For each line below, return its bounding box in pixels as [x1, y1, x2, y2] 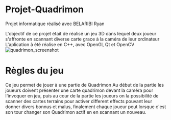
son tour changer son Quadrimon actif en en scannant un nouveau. [5, 109, 146, 115]
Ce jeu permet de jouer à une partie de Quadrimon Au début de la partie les [5, 82, 164, 88]
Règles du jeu [5, 65, 64, 76]
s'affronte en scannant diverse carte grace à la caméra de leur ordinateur [5, 36, 160, 42]
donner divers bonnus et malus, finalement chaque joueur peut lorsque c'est [5, 104, 166, 110]
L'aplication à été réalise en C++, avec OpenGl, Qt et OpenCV [5, 41, 135, 47]
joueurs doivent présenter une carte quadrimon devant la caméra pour [5, 87, 154, 93]
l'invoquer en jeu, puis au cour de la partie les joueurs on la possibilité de [5, 92, 159, 98]
